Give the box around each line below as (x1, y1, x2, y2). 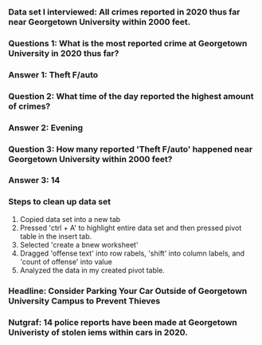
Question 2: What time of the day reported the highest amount (8, 90, 254, 101)
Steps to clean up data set (8, 196, 111, 208)
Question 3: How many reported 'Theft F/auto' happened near (8, 143, 253, 154)
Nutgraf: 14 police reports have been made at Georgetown (8, 316, 237, 327)
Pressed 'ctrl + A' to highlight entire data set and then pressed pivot (19, 223, 242, 232)
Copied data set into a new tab (19, 214, 121, 224)
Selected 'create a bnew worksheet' (19, 240, 139, 249)
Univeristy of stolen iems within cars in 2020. (8, 327, 189, 338)
